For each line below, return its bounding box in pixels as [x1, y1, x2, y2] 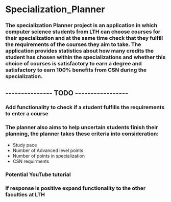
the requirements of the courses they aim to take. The [5, 41, 141, 48]
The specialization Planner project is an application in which [5, 22, 157, 29]
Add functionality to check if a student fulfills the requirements [5, 104, 165, 111]
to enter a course [5, 110, 48, 117]
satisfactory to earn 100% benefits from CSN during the [5, 66, 147, 73]
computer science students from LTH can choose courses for [5, 28, 161, 35]
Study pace [12, 142, 37, 148]
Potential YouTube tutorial [5, 171, 71, 178]
